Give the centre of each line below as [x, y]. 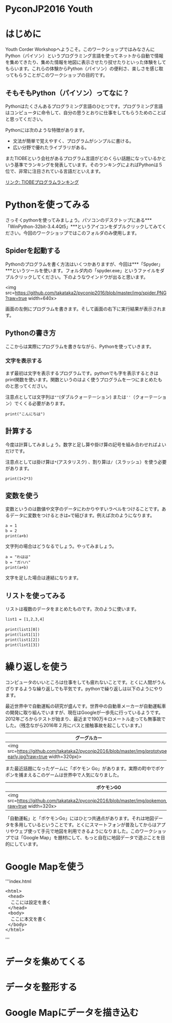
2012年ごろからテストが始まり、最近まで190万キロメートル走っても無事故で [85, 719]
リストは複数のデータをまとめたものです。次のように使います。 [72, 609]
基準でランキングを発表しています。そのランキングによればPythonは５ [88, 165]
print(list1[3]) [23, 645]
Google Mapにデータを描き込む [72, 1013]
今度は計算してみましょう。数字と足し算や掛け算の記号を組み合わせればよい [86, 444]
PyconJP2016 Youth [49, 9]
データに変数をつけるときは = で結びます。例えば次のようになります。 [82, 516]
